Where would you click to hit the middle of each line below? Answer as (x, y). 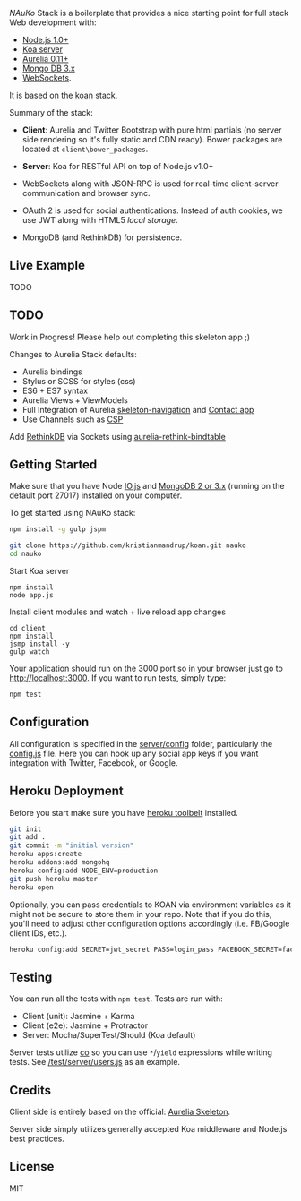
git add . (28, 837)
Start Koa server (39, 571)
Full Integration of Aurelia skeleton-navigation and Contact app (138, 409)
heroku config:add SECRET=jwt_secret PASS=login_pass (112, 949)
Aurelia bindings (52, 372)
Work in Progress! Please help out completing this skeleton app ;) (130, 337)
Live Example (47, 266)
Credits (30, 1090)
